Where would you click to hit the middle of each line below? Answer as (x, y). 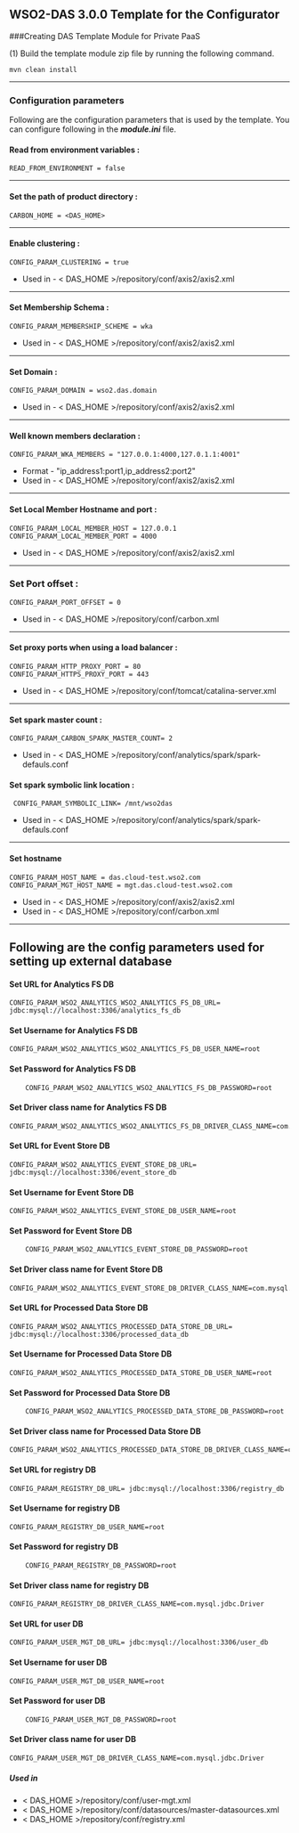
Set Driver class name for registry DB (79, 1585)
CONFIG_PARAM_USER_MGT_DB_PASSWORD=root (101, 1719)
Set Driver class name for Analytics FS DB (88, 1107)
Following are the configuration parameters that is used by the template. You (149, 120)
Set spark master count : (56, 720)
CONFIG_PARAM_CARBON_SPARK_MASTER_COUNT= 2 (91, 738)
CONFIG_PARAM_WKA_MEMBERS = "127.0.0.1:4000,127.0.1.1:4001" (125, 455)
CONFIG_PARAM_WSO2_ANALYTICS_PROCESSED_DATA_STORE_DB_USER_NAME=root (141, 1373)
